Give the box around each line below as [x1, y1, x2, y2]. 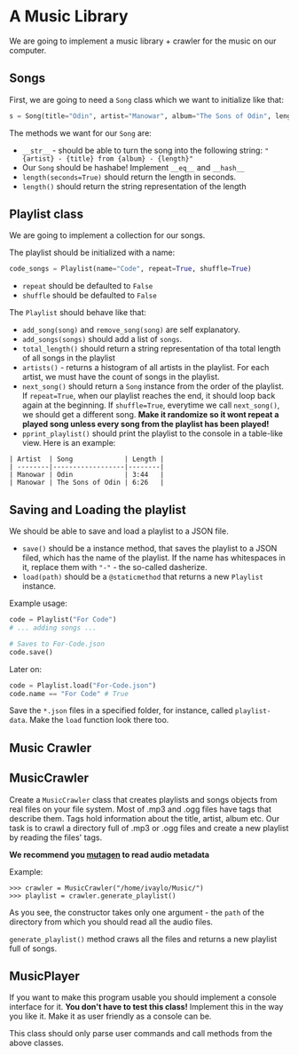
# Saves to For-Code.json [9, 639, 105, 648]
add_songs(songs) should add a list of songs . [21, 334, 183, 345]
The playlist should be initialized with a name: [9, 247, 176, 258]
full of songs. [9, 943, 58, 954]
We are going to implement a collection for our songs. [9, 230, 206, 241]
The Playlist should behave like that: [9, 307, 146, 318]
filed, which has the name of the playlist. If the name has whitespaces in [21, 552, 286, 563]
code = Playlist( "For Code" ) [9, 615, 117, 624]
